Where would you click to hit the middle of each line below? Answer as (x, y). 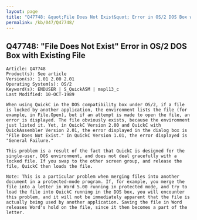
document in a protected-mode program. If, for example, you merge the (95, 182)
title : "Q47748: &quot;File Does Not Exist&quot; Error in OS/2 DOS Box (97, 17)
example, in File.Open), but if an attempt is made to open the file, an (98, 115)
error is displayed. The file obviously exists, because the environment (98, 120)
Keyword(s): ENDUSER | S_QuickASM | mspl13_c (62, 89)
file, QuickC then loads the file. (50, 167)
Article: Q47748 (26, 69)
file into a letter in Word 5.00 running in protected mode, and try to (97, 187)
